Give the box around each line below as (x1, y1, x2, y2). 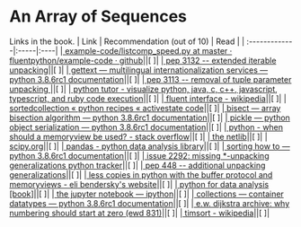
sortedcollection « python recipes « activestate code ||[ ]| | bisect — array (9, 102, 281, 113)
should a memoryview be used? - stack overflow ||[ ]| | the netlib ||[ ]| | (9, 131, 268, 142)
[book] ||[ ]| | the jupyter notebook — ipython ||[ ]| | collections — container (9, 188, 285, 199)
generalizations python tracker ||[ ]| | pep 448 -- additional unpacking (9, 160, 266, 170)
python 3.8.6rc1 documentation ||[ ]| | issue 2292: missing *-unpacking (9, 150, 270, 161)
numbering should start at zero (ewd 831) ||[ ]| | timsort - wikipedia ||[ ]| (9, 207, 270, 218)
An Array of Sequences (9, 6, 187, 27)
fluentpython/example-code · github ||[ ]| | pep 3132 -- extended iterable (9, 55, 277, 65)
